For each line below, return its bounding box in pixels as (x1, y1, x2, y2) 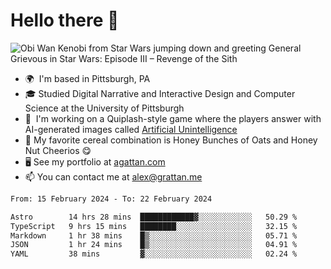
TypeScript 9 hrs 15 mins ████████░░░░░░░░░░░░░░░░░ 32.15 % (10, 221, 298, 231)
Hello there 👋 (10, 9, 120, 32)
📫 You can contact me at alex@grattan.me (24, 170, 203, 183)
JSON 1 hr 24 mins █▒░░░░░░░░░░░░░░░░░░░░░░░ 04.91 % (10, 240, 298, 250)
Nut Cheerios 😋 (24, 144, 92, 156)
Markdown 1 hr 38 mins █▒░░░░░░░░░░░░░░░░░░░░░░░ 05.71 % (10, 230, 298, 241)
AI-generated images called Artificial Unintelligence (24, 123, 238, 135)
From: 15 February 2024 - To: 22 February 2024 (10, 194, 213, 204)
